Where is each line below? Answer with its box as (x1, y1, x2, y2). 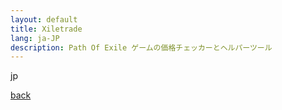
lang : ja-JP (10, 33, 60, 43)
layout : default (10, 14, 78, 25)
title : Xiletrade (10, 24, 83, 34)
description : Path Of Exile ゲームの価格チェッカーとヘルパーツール (10, 42, 273, 53)
